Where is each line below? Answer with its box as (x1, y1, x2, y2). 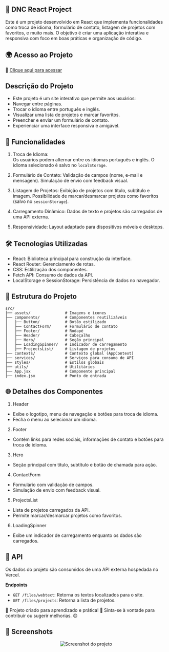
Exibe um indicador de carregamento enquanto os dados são (12, 532, 142, 538)
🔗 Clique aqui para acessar (5, 67, 62, 73)
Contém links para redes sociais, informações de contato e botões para (12, 436, 164, 442)
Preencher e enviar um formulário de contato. (12, 117, 109, 123)
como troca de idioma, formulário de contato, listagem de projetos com (5, 24, 156, 30)
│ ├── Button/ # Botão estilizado (5, 319, 107, 324)
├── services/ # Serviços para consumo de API (5, 355, 134, 360)
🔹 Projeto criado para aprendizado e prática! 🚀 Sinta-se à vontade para (5, 607, 155, 613)
